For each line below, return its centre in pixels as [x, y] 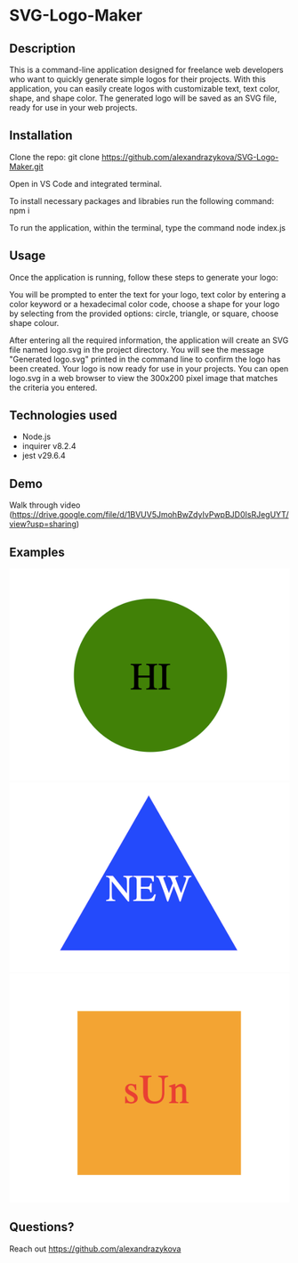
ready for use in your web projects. [73, 107]
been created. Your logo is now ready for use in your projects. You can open [149, 368]
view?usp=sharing [43, 524]
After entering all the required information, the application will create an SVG [149, 340]
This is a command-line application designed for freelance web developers [146, 69]
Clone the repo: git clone [55, 157]
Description [42, 49]
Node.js [36, 436]
